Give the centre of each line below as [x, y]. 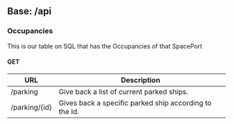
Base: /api [29, 11]
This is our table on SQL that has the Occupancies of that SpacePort [105, 46]
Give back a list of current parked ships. [123, 91]
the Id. [69, 111]
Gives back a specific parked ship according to [135, 103]
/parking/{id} [31, 107]
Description [141, 80]
